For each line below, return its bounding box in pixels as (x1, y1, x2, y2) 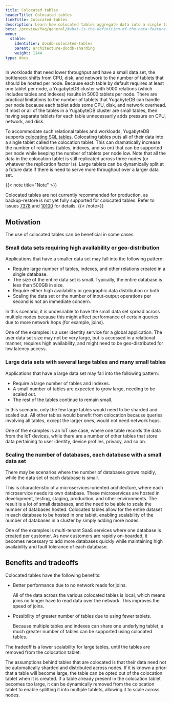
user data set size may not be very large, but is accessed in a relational (5, 335, 155, 341)
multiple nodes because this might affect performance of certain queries (5, 314, 159, 320)
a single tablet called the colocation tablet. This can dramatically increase (5, 139, 160, 145)
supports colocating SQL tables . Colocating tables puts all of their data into (5, 134, 164, 140)
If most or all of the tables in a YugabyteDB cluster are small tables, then (5, 107, 158, 113)
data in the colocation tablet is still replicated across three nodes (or (5, 156, 149, 162)
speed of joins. (12, 603, 45, 609)
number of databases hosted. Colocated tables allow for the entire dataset (5, 506, 162, 513)
